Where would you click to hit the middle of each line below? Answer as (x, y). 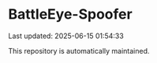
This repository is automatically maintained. (79, 51)
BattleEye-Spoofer (70, 14)
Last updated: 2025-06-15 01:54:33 (66, 36)
